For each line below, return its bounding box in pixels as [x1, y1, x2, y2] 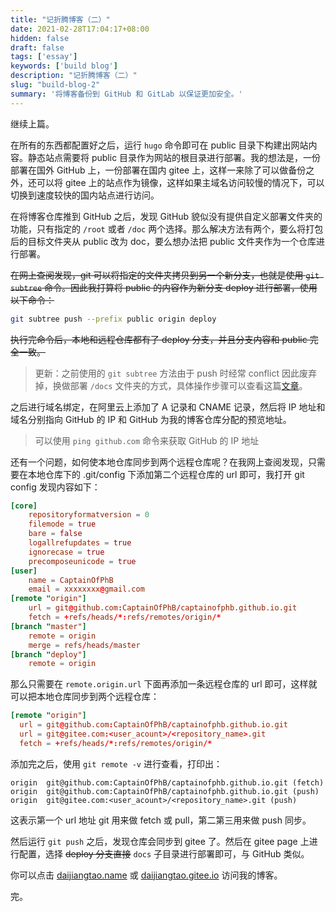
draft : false [10, 42, 65, 53]
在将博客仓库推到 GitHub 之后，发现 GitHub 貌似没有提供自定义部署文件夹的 [10, 210, 323, 222]
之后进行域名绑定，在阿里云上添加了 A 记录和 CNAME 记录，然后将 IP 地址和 [10, 401, 326, 413]
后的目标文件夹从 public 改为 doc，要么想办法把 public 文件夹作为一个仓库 [10, 235, 317, 247]
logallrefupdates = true [28, 538, 132, 548]
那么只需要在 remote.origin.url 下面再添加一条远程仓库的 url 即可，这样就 [10, 678, 318, 690]
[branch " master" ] [10, 621, 87, 631]
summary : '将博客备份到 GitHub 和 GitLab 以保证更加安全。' [10, 89, 243, 99]
